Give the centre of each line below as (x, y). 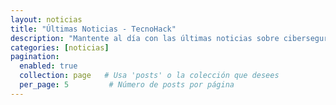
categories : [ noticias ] (60, 47)
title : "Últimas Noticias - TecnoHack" (93, 29)
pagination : (35, 57)
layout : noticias (46, 19)
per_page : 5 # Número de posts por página (127, 85)
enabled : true (48, 66)
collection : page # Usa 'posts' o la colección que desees (149, 76)
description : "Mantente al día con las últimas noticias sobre (145, 38)
